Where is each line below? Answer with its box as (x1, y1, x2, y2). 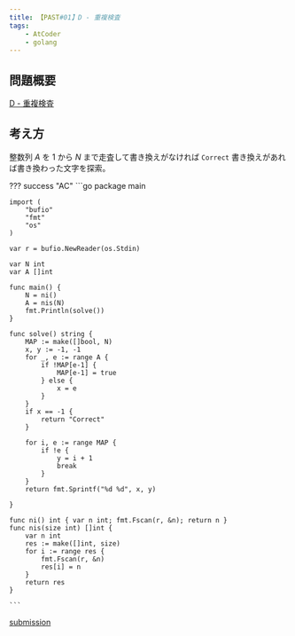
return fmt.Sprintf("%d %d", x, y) (25, 484, 157, 493)
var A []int (9, 267, 53, 276)
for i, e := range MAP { (25, 438, 117, 447)
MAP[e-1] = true (56, 368, 117, 377)
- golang (25, 37, 58, 47)
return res (25, 577, 66, 586)
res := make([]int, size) (25, 538, 121, 548)
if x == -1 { (25, 407, 74, 416)
